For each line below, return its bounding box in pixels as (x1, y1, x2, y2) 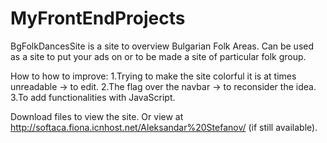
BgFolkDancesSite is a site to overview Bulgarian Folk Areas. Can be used (10, 40, 315, 52)
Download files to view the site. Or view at (10, 110, 184, 122)
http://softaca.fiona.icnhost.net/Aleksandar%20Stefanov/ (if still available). (10, 121, 318, 133)
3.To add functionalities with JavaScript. (10, 91, 176, 103)
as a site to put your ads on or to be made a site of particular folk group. (10, 50, 307, 62)
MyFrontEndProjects (10, 7, 186, 30)
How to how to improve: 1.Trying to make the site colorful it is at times (10, 70, 297, 82)
